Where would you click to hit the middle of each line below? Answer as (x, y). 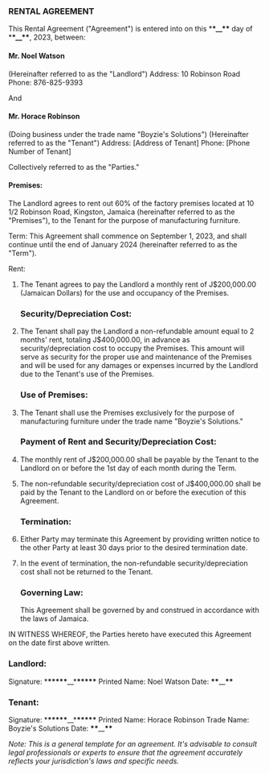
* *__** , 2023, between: (47, 37)
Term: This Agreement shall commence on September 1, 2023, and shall (128, 236)
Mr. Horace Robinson (44, 116)
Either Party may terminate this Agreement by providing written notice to (140, 539)
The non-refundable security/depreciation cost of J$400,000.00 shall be (141, 483)
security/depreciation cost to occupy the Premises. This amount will (132, 349)
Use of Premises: (54, 395)
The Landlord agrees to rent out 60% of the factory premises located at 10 (131, 203)
